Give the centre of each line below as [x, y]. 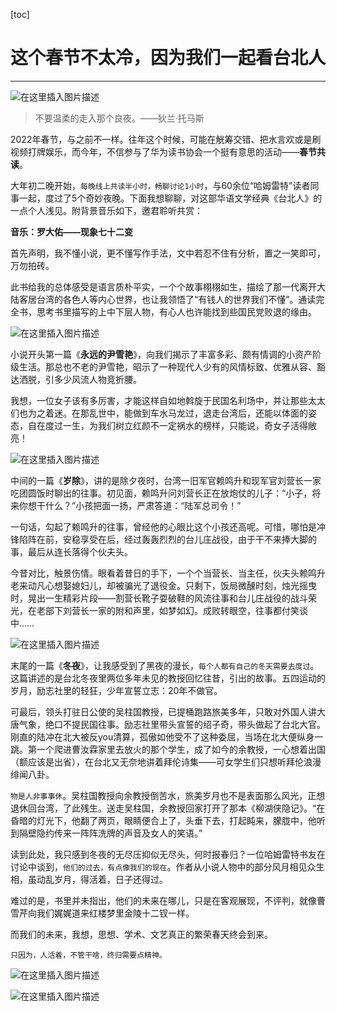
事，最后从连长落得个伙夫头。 [71, 551]
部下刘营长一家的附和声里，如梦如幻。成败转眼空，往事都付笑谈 [176, 610]
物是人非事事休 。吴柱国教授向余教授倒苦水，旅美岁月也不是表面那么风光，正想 [168, 795]
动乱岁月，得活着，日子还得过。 [102, 879]
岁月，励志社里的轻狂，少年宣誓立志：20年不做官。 [116, 690]
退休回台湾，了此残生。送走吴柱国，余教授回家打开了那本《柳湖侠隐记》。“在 [168, 808]
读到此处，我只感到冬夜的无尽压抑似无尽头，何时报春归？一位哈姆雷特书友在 [168, 854]
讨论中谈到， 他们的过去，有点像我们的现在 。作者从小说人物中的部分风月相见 [159, 866]
